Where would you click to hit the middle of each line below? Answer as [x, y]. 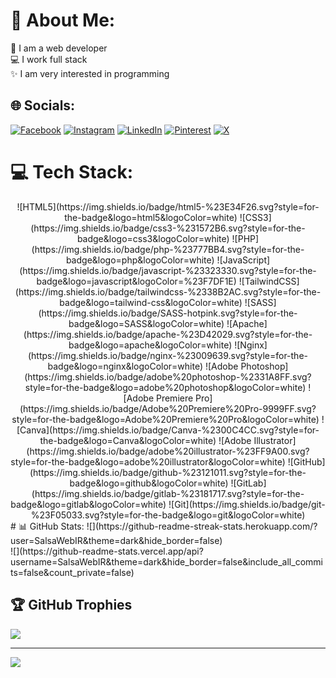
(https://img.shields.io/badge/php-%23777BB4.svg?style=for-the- [168, 249]
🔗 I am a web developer [59, 48]
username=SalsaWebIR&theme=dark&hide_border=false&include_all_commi [166, 561]
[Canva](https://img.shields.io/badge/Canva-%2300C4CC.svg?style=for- [168, 430]
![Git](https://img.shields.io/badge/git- [247, 504]
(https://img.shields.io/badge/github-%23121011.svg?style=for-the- [168, 472]
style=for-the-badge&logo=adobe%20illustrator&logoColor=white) [148, 461]
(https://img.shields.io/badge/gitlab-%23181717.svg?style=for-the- [168, 493]
